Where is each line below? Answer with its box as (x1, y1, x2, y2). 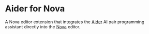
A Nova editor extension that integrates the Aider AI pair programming (5, 19, 145, 25)
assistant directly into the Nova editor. (5, 24, 81, 29)
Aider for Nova (5, 3, 65, 14)
